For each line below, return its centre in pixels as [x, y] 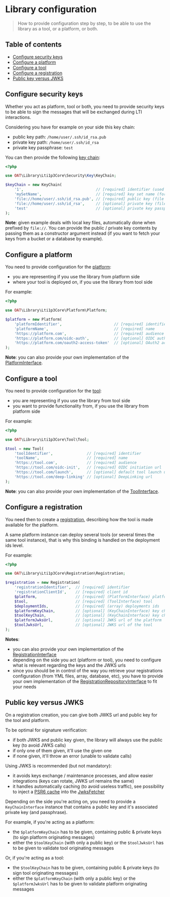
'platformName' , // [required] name [85, 329]
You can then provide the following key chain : [53, 157]
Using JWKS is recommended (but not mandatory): [59, 765]
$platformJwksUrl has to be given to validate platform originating [80, 883]
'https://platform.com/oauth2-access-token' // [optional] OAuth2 [87, 343]
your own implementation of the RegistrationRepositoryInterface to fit [85, 681]
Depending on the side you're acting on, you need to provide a [70, 801]
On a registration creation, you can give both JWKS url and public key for [81, 715]
